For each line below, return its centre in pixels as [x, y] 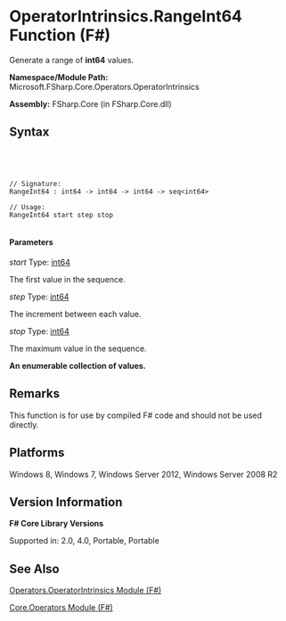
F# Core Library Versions [57, 524]
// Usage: [28, 207]
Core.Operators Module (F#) [61, 608]
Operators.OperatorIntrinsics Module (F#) [86, 591]
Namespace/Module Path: [59, 77]
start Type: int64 [40, 262]
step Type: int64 [39, 297]
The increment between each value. [75, 314]
